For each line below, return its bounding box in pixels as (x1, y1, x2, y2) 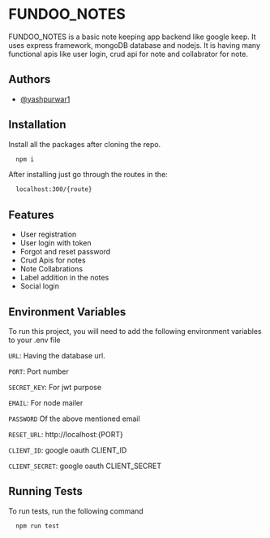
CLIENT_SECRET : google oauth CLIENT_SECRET (8, 461, 162, 471)
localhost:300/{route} (15, 185, 92, 193)
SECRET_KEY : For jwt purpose (8, 382, 102, 392)
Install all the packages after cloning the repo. (8, 139, 161, 149)
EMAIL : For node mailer (8, 397, 84, 407)
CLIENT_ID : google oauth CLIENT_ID (8, 445, 127, 455)
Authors (8, 72, 51, 86)
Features (8, 208, 54, 222)
